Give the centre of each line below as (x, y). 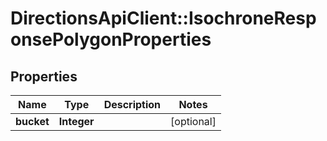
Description (132, 104)
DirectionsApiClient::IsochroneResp (163, 18)
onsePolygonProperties (111, 39)
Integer (76, 121)
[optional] (193, 121)
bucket (32, 121)
